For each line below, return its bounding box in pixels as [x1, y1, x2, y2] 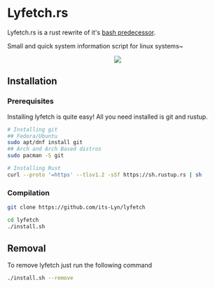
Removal [7, 242, 46, 254]
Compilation [7, 188, 50, 197]
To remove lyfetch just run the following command [7, 261, 153, 270]
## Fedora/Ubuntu [7, 132, 58, 140]
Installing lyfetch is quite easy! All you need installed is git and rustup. [7, 112, 208, 121]
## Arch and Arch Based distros [7, 145, 102, 152]
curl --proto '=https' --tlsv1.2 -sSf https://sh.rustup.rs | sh [7, 171, 202, 178]
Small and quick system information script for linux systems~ [7, 41, 183, 50]
